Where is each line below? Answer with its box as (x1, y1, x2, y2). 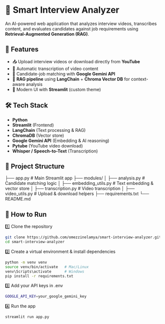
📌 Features (5, 45, 39, 53)
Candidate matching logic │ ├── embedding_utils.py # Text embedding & (5, 180, 154, 186)
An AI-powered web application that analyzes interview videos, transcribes (5, 21, 157, 26)
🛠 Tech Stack (5, 101, 48, 110)
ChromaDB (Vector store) (12, 132, 64, 138)
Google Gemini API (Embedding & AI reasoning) (12, 137, 110, 144)
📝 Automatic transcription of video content (12, 66, 99, 72)
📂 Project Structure (5, 162, 65, 171)
